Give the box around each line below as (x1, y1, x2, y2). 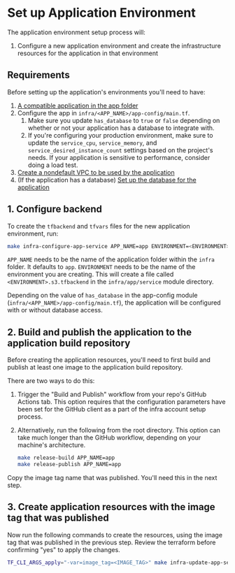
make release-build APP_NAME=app (17, 454, 115, 462)
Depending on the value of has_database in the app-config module (7, 291, 198, 300)
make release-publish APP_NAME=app (17, 461, 122, 468)
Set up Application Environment (7, 5, 196, 21)
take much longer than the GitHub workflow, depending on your (17, 433, 201, 442)
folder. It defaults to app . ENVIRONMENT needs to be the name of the (7, 263, 196, 271)
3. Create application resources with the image (7, 501, 215, 513)
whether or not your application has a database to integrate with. (27, 124, 215, 132)
